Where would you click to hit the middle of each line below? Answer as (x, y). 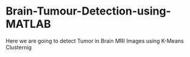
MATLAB (28, 24)
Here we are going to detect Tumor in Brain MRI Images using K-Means (95, 41)
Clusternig (19, 47)
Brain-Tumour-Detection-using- (88, 11)
